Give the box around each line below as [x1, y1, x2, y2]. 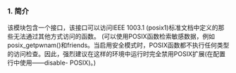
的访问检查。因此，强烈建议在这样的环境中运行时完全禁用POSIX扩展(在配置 [7, 50, 226, 58]
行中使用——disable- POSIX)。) [7, 58, 97, 67]
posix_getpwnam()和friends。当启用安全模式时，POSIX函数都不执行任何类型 [7, 41, 230, 50]
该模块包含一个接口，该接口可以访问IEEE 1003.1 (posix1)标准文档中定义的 [7, 23, 218, 32]
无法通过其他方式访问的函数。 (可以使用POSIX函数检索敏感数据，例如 [13, 32, 215, 41]
